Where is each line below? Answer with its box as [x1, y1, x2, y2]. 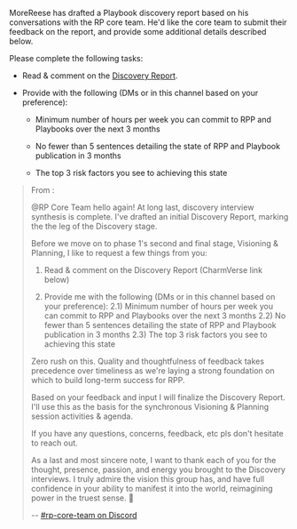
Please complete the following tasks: [9, 53, 144, 63]
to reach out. [30, 437, 78, 448]
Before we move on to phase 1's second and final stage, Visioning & [30, 238, 279, 248]
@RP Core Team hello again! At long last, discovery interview [30, 202, 254, 212]
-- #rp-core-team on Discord [30, 510, 137, 520]
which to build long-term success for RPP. [30, 375, 185, 385]
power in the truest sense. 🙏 [30, 493, 135, 503]
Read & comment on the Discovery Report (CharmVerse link [43, 265, 263, 275]
